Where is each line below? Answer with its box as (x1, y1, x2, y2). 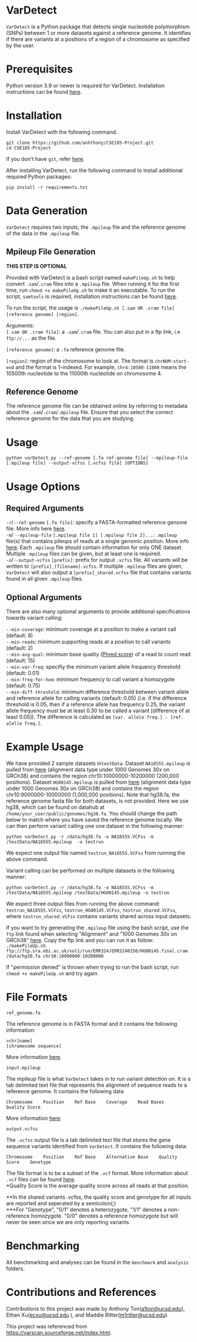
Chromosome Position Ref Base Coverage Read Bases (6, 1099, 165, 1105)
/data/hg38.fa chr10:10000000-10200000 (6, 953, 104, 959)
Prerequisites (6, 63, 74, 76)
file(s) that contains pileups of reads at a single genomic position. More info (6, 538, 189, 545)
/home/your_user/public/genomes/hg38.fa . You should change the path (6, 810, 178, 817)
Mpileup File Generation (6, 247, 96, 257)
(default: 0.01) (6, 670, 40, 677)
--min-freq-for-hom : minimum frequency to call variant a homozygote (6, 676, 175, 683)
